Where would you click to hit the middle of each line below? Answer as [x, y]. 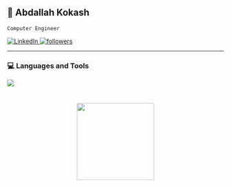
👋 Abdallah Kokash [48, 13]
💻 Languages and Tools [48, 66]
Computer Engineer [33, 28]
